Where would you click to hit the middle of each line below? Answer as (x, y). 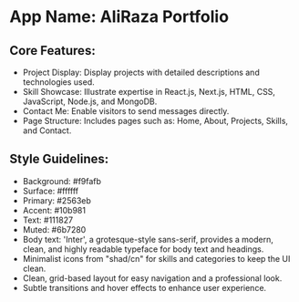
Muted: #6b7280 (54, 229)
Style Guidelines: (59, 159)
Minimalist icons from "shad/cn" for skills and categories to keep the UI (156, 258)
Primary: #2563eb (57, 200)
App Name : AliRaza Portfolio (119, 17)
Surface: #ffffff (51, 191)
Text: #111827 (48, 220)
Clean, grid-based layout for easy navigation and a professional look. (152, 278)
